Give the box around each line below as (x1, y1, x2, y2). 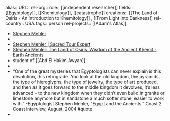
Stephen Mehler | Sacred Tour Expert (12, 41, 91, 47)
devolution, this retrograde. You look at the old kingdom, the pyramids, (12, 74, 160, 79)
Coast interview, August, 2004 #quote (12, 106, 93, 112)
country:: (5, 20, 24, 26)
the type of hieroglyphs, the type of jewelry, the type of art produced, (12, 79, 158, 85)
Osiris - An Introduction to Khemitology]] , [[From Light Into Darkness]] (5, 15, 153, 21)
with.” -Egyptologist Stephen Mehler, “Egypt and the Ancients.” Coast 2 (12, 101, 162, 106)
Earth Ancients (12, 52, 44, 58)
